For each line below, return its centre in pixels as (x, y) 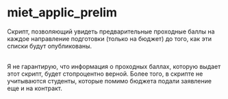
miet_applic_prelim (62, 13)
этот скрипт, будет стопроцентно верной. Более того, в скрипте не (105, 74)
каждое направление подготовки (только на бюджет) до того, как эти (110, 38)
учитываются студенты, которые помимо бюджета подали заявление (110, 81)
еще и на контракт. (35, 88)
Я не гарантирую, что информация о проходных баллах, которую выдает (114, 66)
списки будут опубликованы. (50, 46)
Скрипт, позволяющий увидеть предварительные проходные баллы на (111, 31)
